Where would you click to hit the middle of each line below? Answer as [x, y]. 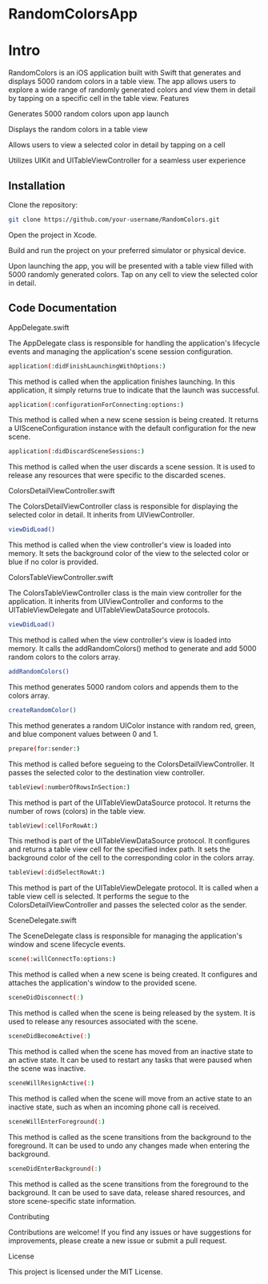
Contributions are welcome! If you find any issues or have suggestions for [130, 1232]
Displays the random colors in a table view [78, 130]
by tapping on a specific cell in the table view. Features [99, 99]
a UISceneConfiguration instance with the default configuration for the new [132, 429]
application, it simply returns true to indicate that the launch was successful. [134, 390]
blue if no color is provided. [53, 562]
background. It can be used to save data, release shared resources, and [127, 1192]
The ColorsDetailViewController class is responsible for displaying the [123, 506]
